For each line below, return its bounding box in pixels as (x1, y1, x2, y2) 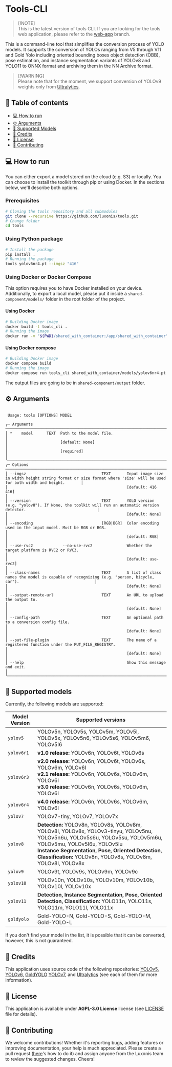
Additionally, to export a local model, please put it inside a (5, 291, 127, 297)
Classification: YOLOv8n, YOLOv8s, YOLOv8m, (37, 853, 152, 860)
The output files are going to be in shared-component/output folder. (5, 380, 146, 386)
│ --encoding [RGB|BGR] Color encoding (5, 520, 159, 526)
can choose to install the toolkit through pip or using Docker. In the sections (5, 179, 165, 185)
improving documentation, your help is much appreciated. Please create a (5, 1045, 161, 1051)
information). (5, 977, 33, 983)
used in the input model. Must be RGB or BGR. (5, 525, 106, 530)
